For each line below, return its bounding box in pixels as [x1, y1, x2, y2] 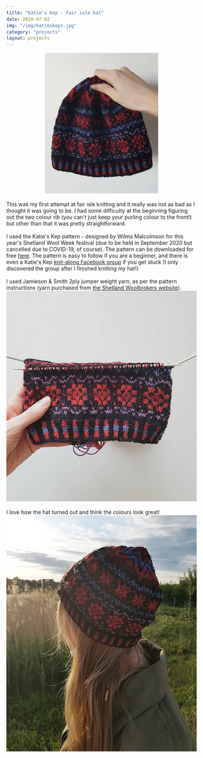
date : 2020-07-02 [6, 16, 50, 22]
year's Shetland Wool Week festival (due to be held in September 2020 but [6, 239, 193, 247]
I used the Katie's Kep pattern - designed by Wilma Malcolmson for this [6, 233, 184, 240]
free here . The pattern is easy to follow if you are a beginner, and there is [6, 252, 188, 259]
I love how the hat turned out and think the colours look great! [6, 508, 160, 516]
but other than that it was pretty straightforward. [6, 220, 126, 227]
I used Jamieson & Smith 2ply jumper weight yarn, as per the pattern [6, 278, 177, 285]
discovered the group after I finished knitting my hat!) [6, 265, 139, 272]
